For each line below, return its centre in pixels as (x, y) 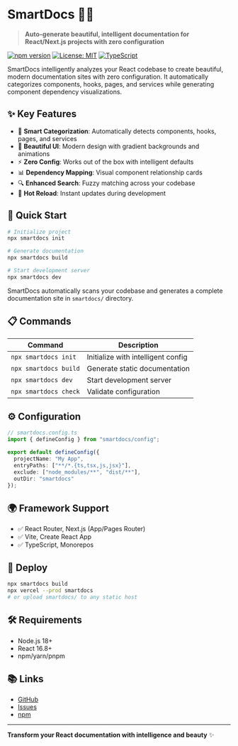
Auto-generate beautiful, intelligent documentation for (107, 34)
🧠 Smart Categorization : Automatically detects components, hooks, (117, 131)
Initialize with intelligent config (137, 357)
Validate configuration (124, 391)
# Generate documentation (45, 251)
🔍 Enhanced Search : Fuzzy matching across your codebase (106, 183)
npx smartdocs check (45, 391)
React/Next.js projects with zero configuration (95, 41)
